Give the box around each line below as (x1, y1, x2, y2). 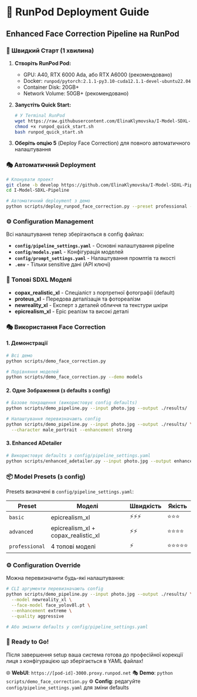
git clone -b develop (6, 182, 59, 188)
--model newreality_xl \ (11, 597, 72, 603)
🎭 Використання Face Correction (6, 323, 106, 331)
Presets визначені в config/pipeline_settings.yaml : (6, 488, 134, 495)
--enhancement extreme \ (11, 608, 72, 613)
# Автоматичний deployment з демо (6, 198, 91, 204)
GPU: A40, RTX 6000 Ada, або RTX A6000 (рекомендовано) (23, 71, 173, 78)
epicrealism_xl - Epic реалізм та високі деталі (14, 308, 129, 315)
